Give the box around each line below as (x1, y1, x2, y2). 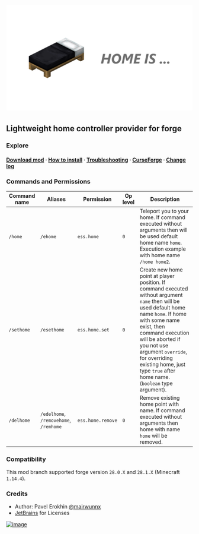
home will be (139, 432, 168, 440)
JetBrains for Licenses (14, 510, 70, 517)
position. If (139, 279, 166, 286)
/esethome (40, 327, 65, 333)
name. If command (139, 407, 185, 414)
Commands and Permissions (6, 177, 91, 185)
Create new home (139, 266, 184, 273)
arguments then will (139, 226, 188, 233)
